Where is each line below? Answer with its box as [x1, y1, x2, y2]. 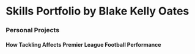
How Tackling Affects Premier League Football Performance [6, 41, 161, 48]
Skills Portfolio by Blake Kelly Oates [6, 4, 189, 18]
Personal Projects [6, 26, 59, 35]
